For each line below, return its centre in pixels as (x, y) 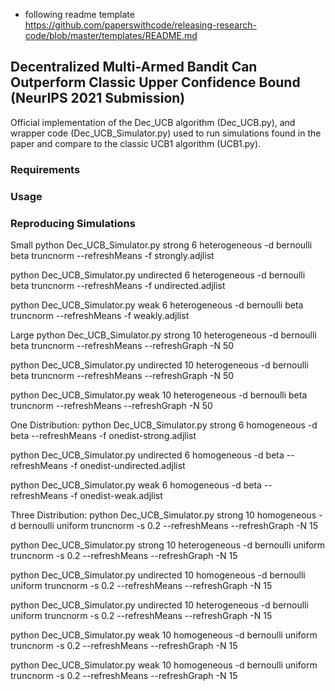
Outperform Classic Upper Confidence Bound (155, 82)
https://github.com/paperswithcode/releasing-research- (140, 25)
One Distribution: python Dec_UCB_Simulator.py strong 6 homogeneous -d (164, 425)
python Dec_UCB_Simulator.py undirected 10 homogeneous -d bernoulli (158, 575)
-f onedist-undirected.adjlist (127, 465)
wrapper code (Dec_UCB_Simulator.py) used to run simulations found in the (166, 133)
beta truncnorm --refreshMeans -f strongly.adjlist (112, 255)
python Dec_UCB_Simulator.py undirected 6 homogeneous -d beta (147, 455)
